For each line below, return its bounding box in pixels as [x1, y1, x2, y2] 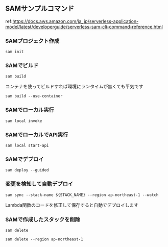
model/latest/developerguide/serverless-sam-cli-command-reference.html [5, 23, 163, 30]
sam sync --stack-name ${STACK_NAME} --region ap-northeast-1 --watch [5, 192, 159, 197]
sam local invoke [5, 118, 42, 123]
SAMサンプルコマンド [5, 4, 75, 13]
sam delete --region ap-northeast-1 [5, 236, 83, 242]
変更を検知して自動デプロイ [5, 180, 74, 187]
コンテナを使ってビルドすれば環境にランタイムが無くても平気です [5, 83, 143, 90]
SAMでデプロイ [5, 156, 44, 163]
